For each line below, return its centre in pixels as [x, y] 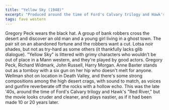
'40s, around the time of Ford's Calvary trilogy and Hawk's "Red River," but [82, 92]
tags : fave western [26, 19]
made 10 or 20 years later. [32, 102]
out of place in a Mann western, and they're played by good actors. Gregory [84, 60]
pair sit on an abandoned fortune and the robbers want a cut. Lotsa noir [79, 44]
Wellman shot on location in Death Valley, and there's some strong [74, 76]
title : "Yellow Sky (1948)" [35, 10]
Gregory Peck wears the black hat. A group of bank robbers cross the [77, 33]
